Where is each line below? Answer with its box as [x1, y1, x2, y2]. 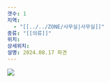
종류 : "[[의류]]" [7, 29, 52, 37]
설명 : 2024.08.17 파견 [7, 50, 68, 56]
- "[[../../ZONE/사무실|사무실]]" [13, 23, 105, 30]
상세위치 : [7, 43, 30, 50]
